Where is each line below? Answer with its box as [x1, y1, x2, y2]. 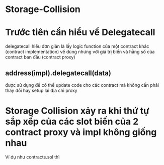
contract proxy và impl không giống [5, 127, 157, 138]
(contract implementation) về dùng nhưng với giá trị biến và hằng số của [5, 49, 155, 55]
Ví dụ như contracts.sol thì [5, 154, 60, 160]
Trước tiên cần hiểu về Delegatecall [5, 27, 155, 38]
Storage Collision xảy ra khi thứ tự [5, 105, 149, 117]
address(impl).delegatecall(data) [5, 69, 112, 77]
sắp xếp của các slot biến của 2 [5, 116, 139, 127]
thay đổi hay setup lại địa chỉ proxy [5, 87, 77, 93]
